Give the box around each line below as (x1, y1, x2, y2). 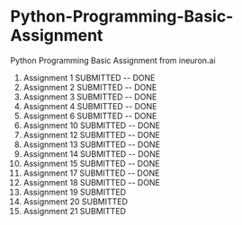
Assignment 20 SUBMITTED (22, 195, 129, 207)
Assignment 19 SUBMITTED (22, 186, 127, 197)
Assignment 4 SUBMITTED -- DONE (22, 100, 157, 111)
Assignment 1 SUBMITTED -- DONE (22, 72, 156, 82)
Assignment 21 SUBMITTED (22, 205, 127, 216)
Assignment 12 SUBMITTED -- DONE (22, 129, 160, 140)
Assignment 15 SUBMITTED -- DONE (22, 158, 160, 169)
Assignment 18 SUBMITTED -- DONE (22, 177, 161, 187)
